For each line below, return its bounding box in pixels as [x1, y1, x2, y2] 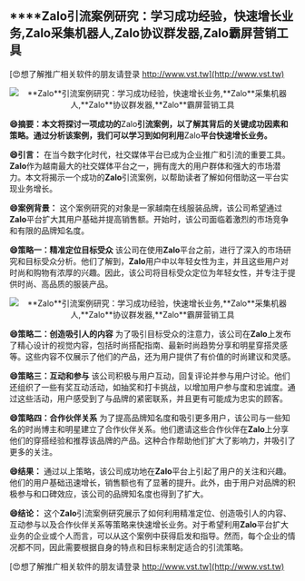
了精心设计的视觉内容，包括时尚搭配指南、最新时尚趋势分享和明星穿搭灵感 [9, 340, 288, 350]
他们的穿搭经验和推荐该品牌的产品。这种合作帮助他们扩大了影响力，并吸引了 [9, 435, 296, 446]
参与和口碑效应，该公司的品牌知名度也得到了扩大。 [16, 488, 209, 499]
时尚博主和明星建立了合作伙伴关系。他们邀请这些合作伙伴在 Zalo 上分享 [25, 423, 289, 434]
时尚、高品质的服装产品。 [16, 278, 113, 289]
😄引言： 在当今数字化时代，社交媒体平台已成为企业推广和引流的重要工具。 [9, 149, 290, 160]
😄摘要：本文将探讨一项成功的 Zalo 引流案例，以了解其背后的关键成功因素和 [9, 118, 289, 129]
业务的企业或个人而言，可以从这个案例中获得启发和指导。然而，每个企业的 [9, 530, 288, 541]
